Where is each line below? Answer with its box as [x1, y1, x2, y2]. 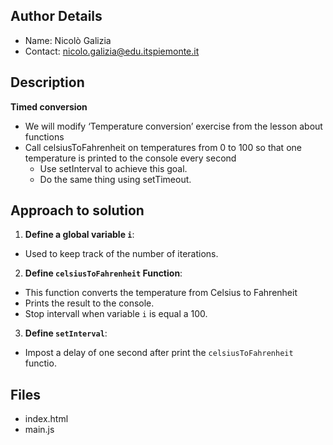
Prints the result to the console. [24, 297, 155, 309]
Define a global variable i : [24, 229, 135, 241]
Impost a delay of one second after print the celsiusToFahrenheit [24, 347, 294, 359]
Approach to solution [10, 202, 145, 219]
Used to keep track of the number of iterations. [24, 248, 219, 260]
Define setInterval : [24, 327, 108, 339]
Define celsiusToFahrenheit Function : [24, 267, 183, 279]
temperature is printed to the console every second [24, 152, 237, 164]
